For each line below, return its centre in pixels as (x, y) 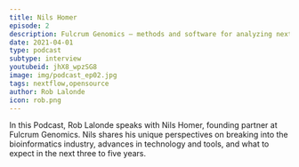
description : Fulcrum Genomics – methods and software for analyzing (141, 34)
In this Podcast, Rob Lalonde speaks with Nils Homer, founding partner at (143, 125)
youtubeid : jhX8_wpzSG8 (53, 68)
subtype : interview (45, 59)
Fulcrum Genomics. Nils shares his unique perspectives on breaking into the (149, 135)
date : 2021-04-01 (41, 42)
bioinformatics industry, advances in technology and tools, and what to (139, 144)
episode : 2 (29, 26)
